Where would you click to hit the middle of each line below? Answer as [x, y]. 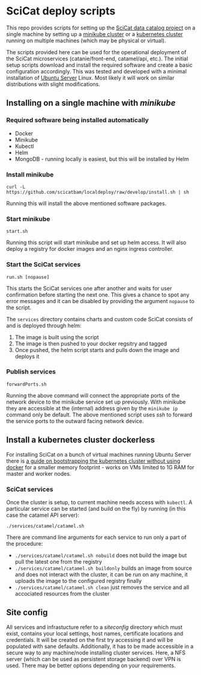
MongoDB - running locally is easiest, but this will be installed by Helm [102, 159]
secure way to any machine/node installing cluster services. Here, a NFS [96, 652]
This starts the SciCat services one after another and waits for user [89, 288]
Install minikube [30, 174]
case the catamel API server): [43, 515]
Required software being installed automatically [77, 120]
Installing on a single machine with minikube [91, 103]
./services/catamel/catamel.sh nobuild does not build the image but [101, 555]
